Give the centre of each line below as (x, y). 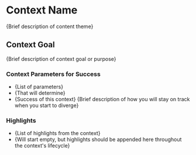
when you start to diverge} (47, 105)
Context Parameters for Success (53, 74)
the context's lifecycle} (42, 146)
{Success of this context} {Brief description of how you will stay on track (102, 99)
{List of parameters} (39, 87)
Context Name (42, 10)
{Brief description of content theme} (50, 26)
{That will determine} (40, 93)
